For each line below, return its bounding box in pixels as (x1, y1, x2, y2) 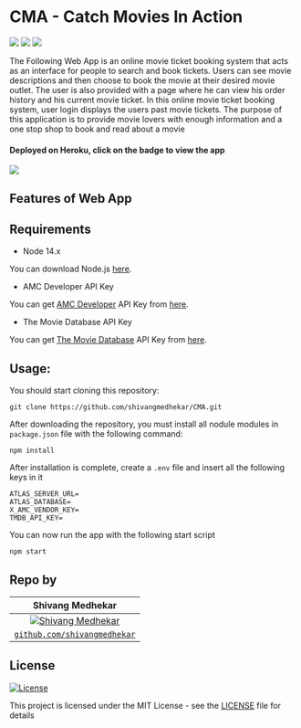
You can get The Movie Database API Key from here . (9, 334, 207, 345)
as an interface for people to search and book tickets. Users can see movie (9, 65, 292, 76)
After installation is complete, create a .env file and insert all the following (9, 462, 285, 473)
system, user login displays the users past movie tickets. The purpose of (9, 103, 283, 115)
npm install (9, 446, 55, 456)
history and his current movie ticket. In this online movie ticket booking (9, 94, 275, 105)
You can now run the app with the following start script (9, 530, 216, 541)
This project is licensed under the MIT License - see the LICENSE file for (9, 700, 281, 711)
